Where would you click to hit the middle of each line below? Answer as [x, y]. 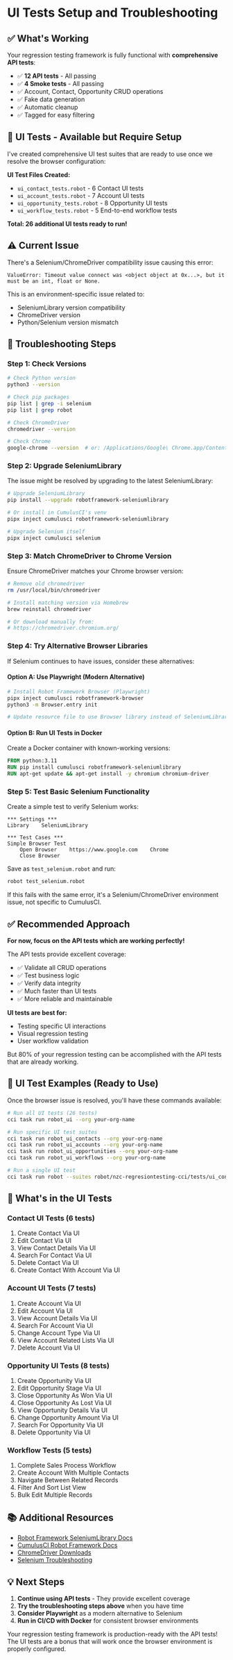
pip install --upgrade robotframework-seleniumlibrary [88, 500]
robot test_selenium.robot [46, 882]
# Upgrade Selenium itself [46, 531]
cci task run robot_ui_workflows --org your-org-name [87, 1158]
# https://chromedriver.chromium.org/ [63, 628]
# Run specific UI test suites [52, 1132]
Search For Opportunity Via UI [60, 1425]
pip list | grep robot [40, 410]
